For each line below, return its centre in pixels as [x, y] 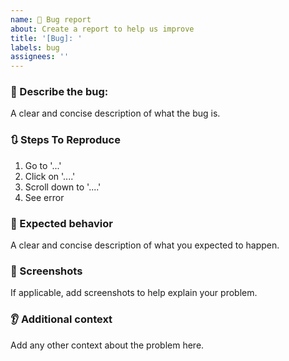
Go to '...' [43, 165]
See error [44, 197]
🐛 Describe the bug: [59, 92]
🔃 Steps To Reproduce [65, 140]
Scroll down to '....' [63, 187]
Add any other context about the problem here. [107, 345]
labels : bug [35, 47]
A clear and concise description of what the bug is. [115, 113]
